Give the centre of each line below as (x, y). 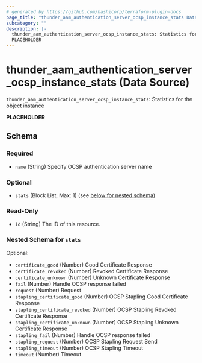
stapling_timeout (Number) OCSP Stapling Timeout (79, 348)
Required (20, 153)
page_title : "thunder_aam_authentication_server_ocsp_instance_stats (95, 17)
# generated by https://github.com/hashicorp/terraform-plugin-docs (94, 12)
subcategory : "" (26, 23)
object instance (26, 106)
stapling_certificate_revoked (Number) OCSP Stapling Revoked (96, 309)
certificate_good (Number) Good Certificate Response (83, 264)
